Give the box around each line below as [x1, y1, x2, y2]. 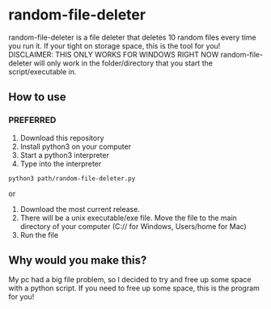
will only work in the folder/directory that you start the [33, 58, 213, 68]
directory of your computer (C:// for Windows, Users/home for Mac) [19, 221, 247, 231]
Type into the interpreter [19, 159, 102, 168]
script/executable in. [8, 66, 77, 76]
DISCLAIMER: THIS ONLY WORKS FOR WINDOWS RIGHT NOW [8, 49, 219, 59]
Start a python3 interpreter [19, 150, 109, 159]
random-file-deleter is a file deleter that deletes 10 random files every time [8, 32, 256, 42]
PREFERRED [8, 115, 57, 126]
